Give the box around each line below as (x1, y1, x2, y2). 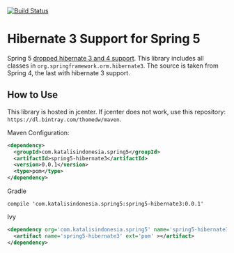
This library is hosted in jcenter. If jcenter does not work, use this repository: (7, 107, 226, 116)
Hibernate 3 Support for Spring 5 (7, 31, 201, 47)
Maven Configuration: (7, 128, 70, 137)
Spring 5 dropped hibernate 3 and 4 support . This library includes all (7, 54, 204, 62)
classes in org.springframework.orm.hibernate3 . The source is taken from (7, 61, 219, 70)
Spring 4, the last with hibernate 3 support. (7, 68, 130, 77)
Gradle (7, 187, 26, 195)
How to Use (7, 89, 58, 101)
